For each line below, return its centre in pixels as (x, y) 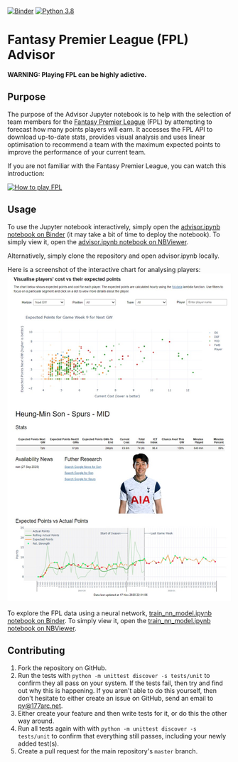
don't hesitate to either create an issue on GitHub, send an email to (115, 698)
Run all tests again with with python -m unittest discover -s (107, 728)
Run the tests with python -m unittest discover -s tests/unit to (114, 675)
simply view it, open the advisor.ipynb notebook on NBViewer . (98, 241)
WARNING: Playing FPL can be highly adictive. (77, 74)
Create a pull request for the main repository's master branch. (108, 751)
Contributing (36, 651)
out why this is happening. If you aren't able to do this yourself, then (117, 690)
